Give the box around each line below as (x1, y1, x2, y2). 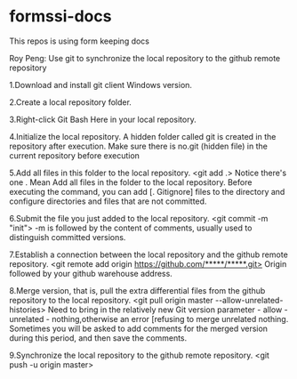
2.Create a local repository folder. (9, 96, 132, 108)
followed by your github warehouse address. (9, 268, 173, 278)
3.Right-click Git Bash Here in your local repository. (9, 114, 197, 125)
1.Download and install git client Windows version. (9, 79, 193, 90)
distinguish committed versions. (9, 231, 126, 242)
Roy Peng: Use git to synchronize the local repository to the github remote (9, 52, 281, 63)
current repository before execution (9, 149, 140, 161)
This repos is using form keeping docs (9, 36, 149, 46)
